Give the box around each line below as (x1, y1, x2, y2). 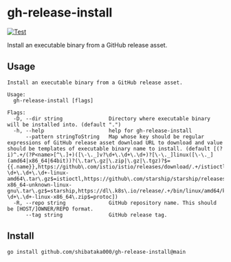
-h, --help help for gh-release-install (13, 127, 192, 134)
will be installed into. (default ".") (7, 121, 122, 128)
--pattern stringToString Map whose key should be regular (25, 133, 205, 140)
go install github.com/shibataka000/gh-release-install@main (7, 248, 186, 255)
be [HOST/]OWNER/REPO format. (7, 205, 94, 212)
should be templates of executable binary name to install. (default (7, 145, 211, 152)
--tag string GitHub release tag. (25, 211, 168, 218)
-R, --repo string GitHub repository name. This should (13, 199, 217, 206)
